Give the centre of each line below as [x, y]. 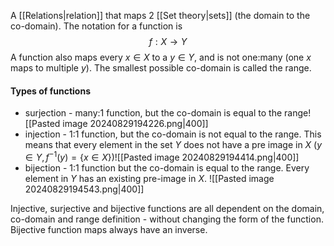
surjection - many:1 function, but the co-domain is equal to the [153, 113]
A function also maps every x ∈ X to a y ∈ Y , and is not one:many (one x [161, 57]
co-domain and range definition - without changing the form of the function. [167, 219]
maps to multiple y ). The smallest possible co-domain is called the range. [161, 68]
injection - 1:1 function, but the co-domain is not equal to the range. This [173, 134]
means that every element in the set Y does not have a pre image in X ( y [173, 145]
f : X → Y [168, 41]
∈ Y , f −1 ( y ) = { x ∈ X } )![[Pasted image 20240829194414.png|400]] [162, 156]
